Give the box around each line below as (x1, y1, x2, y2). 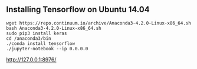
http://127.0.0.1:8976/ (6, 56, 57, 63)
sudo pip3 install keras (6, 30, 67, 36)
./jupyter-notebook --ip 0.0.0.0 (6, 46, 88, 51)
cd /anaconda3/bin (6, 35, 51, 42)
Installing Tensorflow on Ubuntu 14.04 (6, 5, 150, 15)
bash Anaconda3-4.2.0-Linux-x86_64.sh (6, 25, 101, 31)
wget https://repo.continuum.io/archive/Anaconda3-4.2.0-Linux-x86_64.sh (6, 20, 192, 26)
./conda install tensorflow (6, 40, 75, 46)
